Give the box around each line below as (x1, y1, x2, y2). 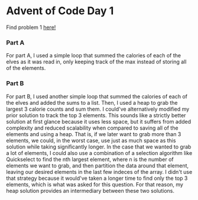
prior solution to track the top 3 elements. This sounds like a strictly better (6, 111, 186, 119)
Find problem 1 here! (6, 24, 56, 31)
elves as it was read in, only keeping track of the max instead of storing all (6, 58, 187, 66)
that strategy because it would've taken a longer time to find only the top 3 (6, 175, 188, 182)
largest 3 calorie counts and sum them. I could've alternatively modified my (6, 105, 190, 112)
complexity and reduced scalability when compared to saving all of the (6, 124, 178, 131)
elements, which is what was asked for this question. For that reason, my (6, 180, 183, 188)
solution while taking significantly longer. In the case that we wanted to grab (6, 143, 191, 150)
